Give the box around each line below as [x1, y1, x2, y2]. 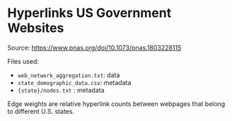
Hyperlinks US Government [7, 5, 172, 21]
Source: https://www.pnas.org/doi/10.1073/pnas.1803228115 [7, 43, 182, 52]
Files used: [7, 57, 39, 65]
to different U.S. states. [7, 107, 75, 115]
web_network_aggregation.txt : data [17, 71, 120, 79]
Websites [7, 20, 64, 36]
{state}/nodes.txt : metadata [17, 86, 105, 94]
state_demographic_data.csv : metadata [17, 78, 132, 86]
